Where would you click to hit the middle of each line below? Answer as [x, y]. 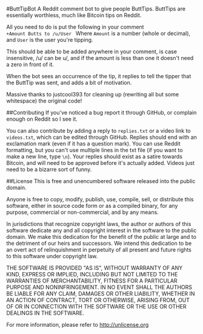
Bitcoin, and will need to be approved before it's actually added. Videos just [101, 163]
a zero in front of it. [30, 64]
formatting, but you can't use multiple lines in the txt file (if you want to [95, 150]
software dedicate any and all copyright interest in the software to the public [101, 230]
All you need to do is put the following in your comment [75, 27]
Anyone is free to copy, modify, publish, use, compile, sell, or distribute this [100, 199]
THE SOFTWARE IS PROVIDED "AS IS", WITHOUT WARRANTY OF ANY [95, 268]
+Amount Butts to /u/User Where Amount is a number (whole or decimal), [98, 33]
